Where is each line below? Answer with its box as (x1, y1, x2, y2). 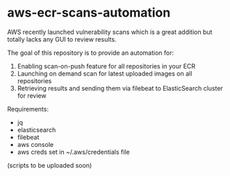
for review (17, 91, 47, 100)
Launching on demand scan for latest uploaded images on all (17, 69, 192, 78)
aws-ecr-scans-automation (7, 5, 171, 21)
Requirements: (7, 105, 49, 113)
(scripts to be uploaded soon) (7, 161, 92, 169)
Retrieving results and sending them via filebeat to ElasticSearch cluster (17, 84, 224, 92)
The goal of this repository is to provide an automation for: (7, 49, 174, 57)
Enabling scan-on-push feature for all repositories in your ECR (17, 62, 196, 70)
